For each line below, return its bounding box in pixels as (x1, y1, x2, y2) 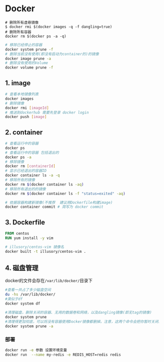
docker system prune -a (5, 324, 54, 329)
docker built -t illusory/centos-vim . (5, 249, 86, 254)
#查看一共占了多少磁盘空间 (5, 288, 51, 292)
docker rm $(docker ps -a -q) (5, 34, 67, 39)
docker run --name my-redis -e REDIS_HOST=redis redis (5, 352, 121, 357)
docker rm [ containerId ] (5, 164, 56, 169)
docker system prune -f (5, 47, 54, 52)
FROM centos (5, 231, 29, 236)
